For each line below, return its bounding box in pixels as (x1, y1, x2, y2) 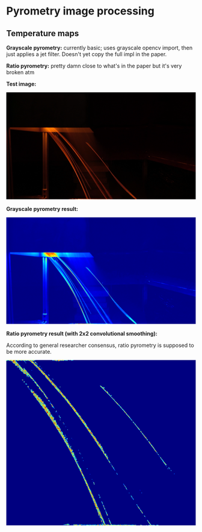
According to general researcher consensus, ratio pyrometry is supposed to (6, 342, 194, 349)
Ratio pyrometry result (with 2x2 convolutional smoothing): (6, 330, 158, 337)
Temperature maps (6, 28, 79, 39)
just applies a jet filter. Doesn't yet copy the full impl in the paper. (6, 51, 167, 58)
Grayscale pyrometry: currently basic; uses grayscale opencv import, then (6, 44, 193, 51)
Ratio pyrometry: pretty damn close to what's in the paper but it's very (6, 62, 182, 69)
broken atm (6, 69, 35, 76)
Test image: (6, 80, 37, 87)
